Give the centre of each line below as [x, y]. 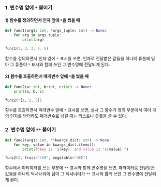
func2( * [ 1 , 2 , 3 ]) [23, 100]
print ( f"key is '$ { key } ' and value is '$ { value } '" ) [76, 149]
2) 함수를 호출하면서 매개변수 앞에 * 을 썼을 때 [47, 77]
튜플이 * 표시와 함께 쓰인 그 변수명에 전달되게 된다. [63, 64]
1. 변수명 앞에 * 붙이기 [29, 7]
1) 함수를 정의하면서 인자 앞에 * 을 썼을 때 [43, 20]
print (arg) [33, 40]
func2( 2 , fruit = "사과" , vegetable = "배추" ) [46, 158]
